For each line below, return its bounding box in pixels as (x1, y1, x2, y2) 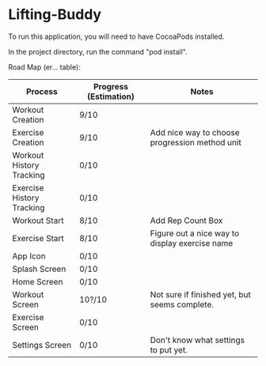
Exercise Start (12, 232, 65, 243)
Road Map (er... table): (8, 62, 81, 72)
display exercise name (150, 237, 234, 248)
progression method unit (150, 137, 241, 148)
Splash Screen (12, 263, 66, 274)
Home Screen (12, 276, 63, 287)
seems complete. (150, 299, 215, 310)
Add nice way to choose (150, 126, 240, 138)
